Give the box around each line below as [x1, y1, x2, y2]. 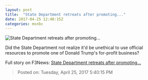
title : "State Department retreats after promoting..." [5, 12, 126, 17]
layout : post [5, 7, 32, 12]
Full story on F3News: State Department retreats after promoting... [5, 59, 141, 65]
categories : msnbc [5, 21, 43, 26]
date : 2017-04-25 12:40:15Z [5, 16, 64, 21]
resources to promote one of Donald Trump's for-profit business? [5, 50, 140, 56]
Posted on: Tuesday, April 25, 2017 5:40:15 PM [17, 69, 113, 75]
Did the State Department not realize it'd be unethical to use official [5, 44, 144, 50]
